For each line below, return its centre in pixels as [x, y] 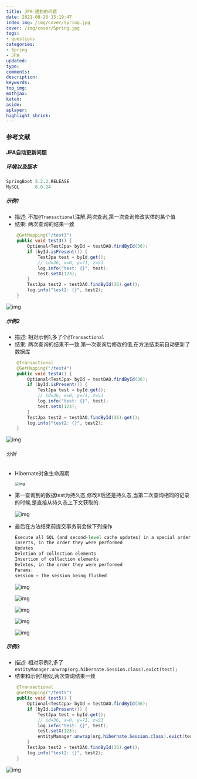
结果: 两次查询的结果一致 [44, 224]
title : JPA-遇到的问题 [32, 11]
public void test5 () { [44, 698]
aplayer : [17, 110]
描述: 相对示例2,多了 [39, 663]
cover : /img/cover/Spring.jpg [43, 28]
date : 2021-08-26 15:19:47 [39, 17]
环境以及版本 [21, 167]
